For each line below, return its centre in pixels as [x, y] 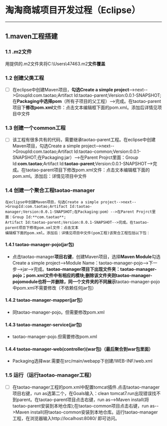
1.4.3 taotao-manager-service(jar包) [43, 325]
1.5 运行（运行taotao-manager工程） [50, 375]
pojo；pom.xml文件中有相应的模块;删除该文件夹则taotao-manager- [82, 275]
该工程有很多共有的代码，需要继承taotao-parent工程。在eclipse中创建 [84, 140]
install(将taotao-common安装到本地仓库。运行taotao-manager [94, 412]
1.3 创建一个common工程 [36, 128]
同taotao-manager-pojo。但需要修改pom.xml [58, 312]
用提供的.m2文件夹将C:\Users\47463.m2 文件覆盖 [55, 63]
